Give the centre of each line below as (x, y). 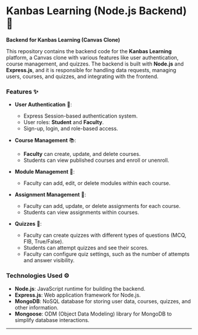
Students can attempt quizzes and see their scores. (86, 248)
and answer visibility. (49, 261)
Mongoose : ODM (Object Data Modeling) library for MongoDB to (93, 314)
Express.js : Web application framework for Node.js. (78, 295)
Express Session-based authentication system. (80, 116)
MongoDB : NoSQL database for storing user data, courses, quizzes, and (103, 301)
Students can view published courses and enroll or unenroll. (96, 160)
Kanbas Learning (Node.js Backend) (97, 11)
